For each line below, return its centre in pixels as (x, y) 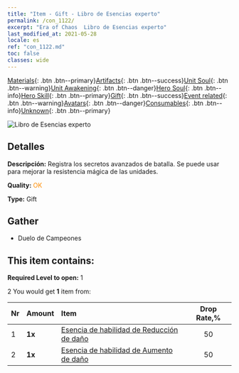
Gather (23, 221)
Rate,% (208, 318)
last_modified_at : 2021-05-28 (52, 34)
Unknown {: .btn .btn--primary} (66, 110)
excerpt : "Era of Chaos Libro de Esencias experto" (87, 27)
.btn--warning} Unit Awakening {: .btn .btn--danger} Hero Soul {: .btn (105, 88)
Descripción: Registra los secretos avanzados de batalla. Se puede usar (113, 163)
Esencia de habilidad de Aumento (117, 350)
